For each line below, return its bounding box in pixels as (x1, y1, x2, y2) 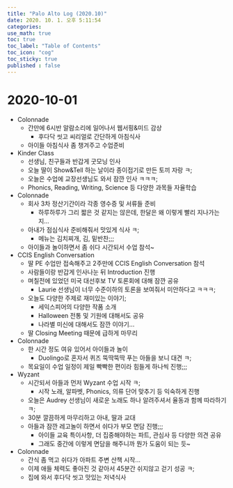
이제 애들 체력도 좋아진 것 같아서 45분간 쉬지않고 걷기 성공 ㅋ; (27, 464, 195, 473)
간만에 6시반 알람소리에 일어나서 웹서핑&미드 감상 (27, 123, 162, 132)
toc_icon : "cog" (7, 49, 54, 56)
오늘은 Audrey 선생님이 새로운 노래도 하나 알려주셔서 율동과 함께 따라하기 (27, 395, 227, 404)
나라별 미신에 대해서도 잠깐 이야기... (38, 320, 135, 328)
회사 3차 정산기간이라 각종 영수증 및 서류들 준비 (27, 199, 156, 208)
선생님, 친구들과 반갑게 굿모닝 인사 (27, 157, 121, 165)
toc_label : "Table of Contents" (7, 43, 101, 49)
